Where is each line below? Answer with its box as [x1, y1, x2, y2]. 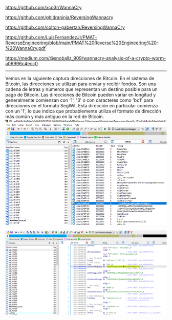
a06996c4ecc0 [5, 61, 38, 66]
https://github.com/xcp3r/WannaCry [5, 5, 82, 10]
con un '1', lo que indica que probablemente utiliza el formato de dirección [5, 108, 161, 114]
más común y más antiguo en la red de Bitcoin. [5, 114, 104, 120]
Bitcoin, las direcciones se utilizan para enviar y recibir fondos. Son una [5, 81, 156, 87]
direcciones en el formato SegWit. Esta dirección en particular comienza [5, 103, 158, 108]
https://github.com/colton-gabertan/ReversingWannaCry [5, 24, 125, 30]
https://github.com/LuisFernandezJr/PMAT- [5, 34, 97, 40]
